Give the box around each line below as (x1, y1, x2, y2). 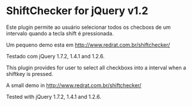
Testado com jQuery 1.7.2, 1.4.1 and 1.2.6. (6, 52, 105, 59)
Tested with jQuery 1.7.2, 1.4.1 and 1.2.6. (6, 93, 101, 100)
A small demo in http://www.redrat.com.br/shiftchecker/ (6, 81, 141, 89)
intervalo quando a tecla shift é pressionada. (6, 29, 114, 37)
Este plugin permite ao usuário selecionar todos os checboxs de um (6, 24, 171, 31)
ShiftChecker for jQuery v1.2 (6, 4, 148, 18)
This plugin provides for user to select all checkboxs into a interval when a (6, 64, 187, 71)
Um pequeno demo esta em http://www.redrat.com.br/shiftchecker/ (6, 41, 170, 48)
